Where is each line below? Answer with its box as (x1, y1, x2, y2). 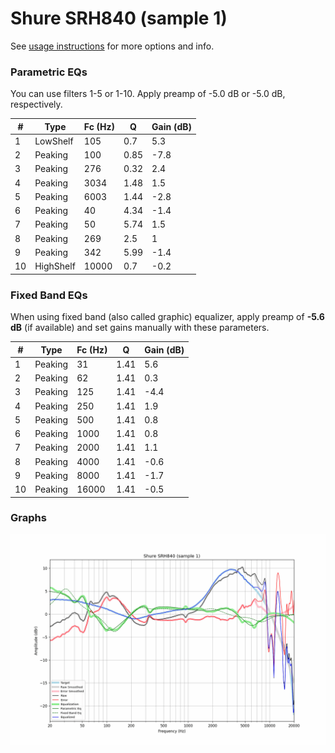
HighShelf (34, 260, 76, 272)
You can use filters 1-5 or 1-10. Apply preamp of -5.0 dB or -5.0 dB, (10, 88, 286, 100)
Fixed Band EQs (10, 288, 88, 302)
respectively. (10, 98, 63, 111)
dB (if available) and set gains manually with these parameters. (10, 322, 270, 334)
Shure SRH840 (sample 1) (10, 7, 228, 30)
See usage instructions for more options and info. (10, 40, 215, 52)
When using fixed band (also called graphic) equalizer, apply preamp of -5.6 (10, 311, 325, 323)
